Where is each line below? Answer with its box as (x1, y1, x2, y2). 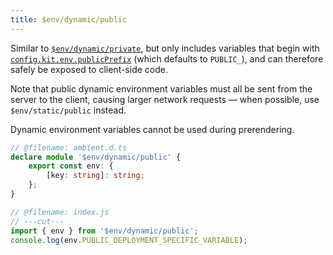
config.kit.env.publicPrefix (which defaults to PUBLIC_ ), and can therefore (10, 52, 324, 65)
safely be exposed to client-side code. (10, 63, 168, 75)
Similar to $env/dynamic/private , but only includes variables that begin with (10, 42, 320, 54)
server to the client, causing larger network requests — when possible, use (10, 93, 320, 105)
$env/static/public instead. (10, 104, 127, 116)
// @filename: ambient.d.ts (10, 142, 128, 153)
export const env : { (28, 161, 114, 171)
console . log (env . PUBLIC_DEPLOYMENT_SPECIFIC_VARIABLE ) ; (10, 235, 248, 245)
